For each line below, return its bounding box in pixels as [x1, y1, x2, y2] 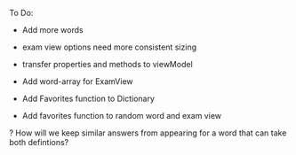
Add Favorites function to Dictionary [21, 93, 156, 104]
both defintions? [9, 137, 69, 147]
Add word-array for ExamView [21, 76, 133, 87]
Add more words [21, 25, 84, 35]
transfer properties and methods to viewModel [21, 59, 193, 69]
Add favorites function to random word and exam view [21, 111, 222, 120]
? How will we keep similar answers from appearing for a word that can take [9, 128, 287, 138]
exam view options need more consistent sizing [21, 42, 197, 52]
